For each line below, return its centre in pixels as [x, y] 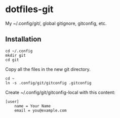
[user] [12, 102]
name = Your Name [33, 106]
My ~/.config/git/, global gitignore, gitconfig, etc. [56, 23]
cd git [12, 60]
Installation [23, 39]
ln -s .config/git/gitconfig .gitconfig [49, 83]
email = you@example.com [41, 110]
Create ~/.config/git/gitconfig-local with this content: [60, 92]
